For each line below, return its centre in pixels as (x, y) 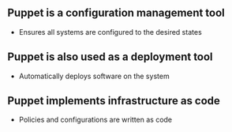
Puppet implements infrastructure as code (114, 101)
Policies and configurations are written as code (95, 120)
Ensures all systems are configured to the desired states (110, 32)
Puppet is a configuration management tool (116, 13)
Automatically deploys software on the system (94, 76)
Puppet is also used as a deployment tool (110, 57)
